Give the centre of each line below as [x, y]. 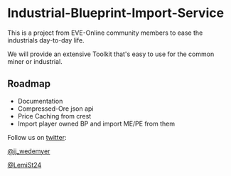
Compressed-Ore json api [55, 109]
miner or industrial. [35, 61]
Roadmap [29, 84]
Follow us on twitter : [37, 137]
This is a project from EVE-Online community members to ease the [105, 33]
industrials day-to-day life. [46, 40]
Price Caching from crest [54, 116]
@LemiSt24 [25, 165]
